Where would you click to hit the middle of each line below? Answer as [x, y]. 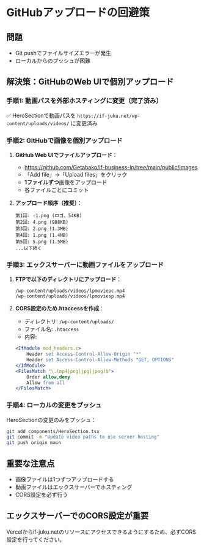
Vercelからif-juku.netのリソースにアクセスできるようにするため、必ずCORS [101, 532]
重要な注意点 [31, 463]
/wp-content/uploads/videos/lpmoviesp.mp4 [70, 296]
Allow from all [46, 383]
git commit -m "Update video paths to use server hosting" [83, 437]
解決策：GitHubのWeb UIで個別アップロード [90, 82]
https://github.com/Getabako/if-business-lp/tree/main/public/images [111, 167]
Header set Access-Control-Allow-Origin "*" [84, 354]
